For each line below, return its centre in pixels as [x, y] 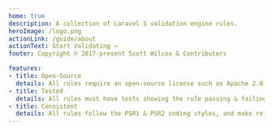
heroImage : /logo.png [45, 31]
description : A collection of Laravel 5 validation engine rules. [123, 24]
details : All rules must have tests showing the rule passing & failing [141, 98]
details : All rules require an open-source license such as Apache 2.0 [140, 83]
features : [25, 69]
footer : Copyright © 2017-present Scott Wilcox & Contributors [118, 54]
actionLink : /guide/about [52, 39]
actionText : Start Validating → [63, 46]
